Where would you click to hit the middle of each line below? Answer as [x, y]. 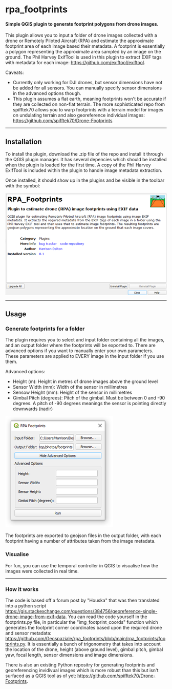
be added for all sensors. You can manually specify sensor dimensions [87, 88]
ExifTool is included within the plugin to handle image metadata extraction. [84, 170]
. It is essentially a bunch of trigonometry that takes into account [93, 644]
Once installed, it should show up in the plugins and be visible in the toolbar [85, 180]
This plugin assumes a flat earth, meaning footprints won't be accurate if [89, 99]
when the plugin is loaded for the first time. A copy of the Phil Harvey [78, 165]
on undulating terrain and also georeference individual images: [79, 115]
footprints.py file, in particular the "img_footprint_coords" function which [82, 622]
